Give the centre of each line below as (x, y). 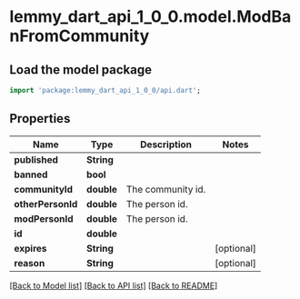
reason (30, 263)
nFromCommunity (80, 36)
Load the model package (81, 70)
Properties (40, 119)
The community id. (166, 189)
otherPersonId (46, 204)
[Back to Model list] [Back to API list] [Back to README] (114, 285)
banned (31, 174)
